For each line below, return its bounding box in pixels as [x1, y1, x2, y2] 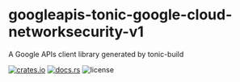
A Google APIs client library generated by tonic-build [8, 49, 184, 59]
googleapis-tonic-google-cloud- [8, 6, 233, 24]
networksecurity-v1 [8, 23, 144, 41]
